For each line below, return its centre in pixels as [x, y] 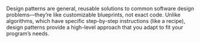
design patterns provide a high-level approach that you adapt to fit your [95, 27]
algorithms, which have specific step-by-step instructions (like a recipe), [96, 21]
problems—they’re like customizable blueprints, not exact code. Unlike [93, 15]
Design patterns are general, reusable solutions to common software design [100, 9]
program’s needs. [28, 34]
